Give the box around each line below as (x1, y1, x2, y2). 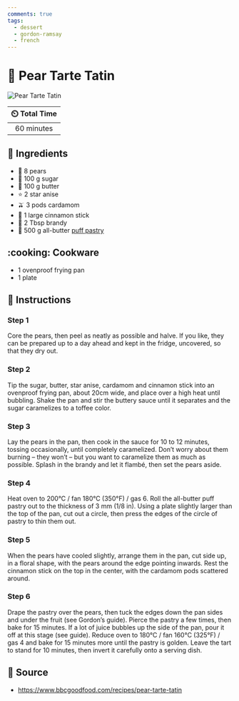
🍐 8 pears (17, 166, 46, 175)
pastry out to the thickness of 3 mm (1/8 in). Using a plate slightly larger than (7, 502, 233, 510)
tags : (7, 17, 24, 24)
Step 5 (7, 535, 31, 545)
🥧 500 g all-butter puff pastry (17, 226, 105, 234)
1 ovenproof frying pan (17, 266, 85, 274)
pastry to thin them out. (7, 517, 76, 525)
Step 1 (7, 316, 29, 325)
